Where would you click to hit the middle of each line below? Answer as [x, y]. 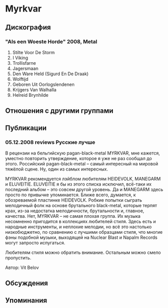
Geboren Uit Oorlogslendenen [43, 84]
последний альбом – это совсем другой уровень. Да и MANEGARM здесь [84, 189]
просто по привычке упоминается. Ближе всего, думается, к [71, 195]
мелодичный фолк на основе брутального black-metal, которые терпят [81, 205]
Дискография [28, 27]
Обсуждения [27, 283]
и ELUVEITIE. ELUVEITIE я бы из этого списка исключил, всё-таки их [78, 184]
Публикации [26, 128]
